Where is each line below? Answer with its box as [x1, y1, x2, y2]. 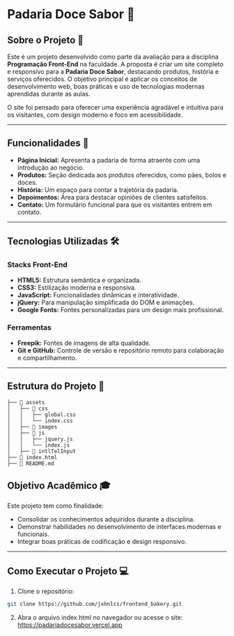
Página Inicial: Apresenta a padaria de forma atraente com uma [17, 156, 201, 164]
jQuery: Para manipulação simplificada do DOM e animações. [17, 298, 195, 306]
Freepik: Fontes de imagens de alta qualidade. [17, 339, 151, 347]
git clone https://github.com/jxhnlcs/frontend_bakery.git [7, 600, 182, 608]
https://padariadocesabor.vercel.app [17, 621, 123, 629]
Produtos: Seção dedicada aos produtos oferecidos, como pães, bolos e [17, 170, 227, 179]
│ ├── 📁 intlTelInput [7, 448, 77, 454]
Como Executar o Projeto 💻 [7, 565, 129, 577]
